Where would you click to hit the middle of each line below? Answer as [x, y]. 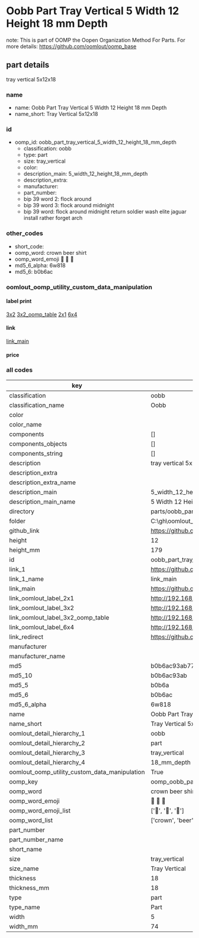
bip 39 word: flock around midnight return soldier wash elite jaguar [105, 211]
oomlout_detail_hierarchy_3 [47, 753]
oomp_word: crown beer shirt [51, 252]
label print [19, 301]
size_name [24, 868]
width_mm [24, 926]
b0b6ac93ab [169, 675]
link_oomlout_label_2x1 [42, 598]
